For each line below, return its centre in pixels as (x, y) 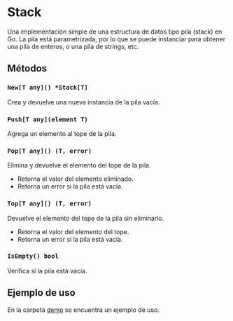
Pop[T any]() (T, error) (50, 151)
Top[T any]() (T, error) (50, 204)
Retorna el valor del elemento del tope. (73, 231)
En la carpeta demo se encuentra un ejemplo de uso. (83, 310)
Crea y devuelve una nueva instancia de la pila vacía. (84, 102)
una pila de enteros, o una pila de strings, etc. (73, 46)
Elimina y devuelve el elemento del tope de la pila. (79, 165)
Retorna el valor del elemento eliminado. (76, 179)
